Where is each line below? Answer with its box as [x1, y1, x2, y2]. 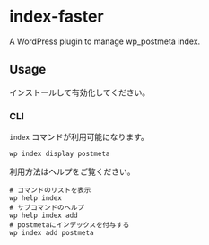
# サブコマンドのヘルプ [9, 204, 85, 213]
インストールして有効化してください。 [9, 87, 151, 98]
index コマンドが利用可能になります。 [9, 132, 150, 143]
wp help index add [9, 211, 78, 221]
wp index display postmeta [9, 150, 110, 159]
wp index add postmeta [9, 229, 94, 238]
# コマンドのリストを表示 [9, 186, 91, 195]
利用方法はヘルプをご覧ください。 [9, 166, 135, 177]
